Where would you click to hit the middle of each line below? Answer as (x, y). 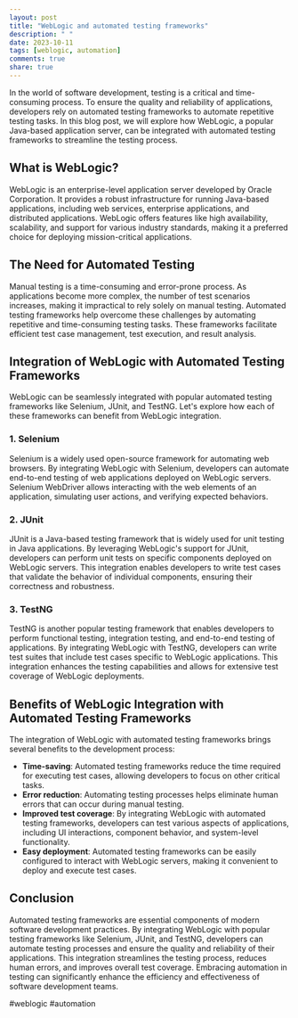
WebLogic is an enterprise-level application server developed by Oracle (141, 189)
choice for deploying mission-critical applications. (101, 236)
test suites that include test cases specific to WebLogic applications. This (144, 657)
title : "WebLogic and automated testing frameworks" (109, 26)
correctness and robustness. (62, 586)
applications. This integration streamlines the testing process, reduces (138, 957)
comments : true (37, 59)
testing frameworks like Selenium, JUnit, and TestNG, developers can (137, 939)
